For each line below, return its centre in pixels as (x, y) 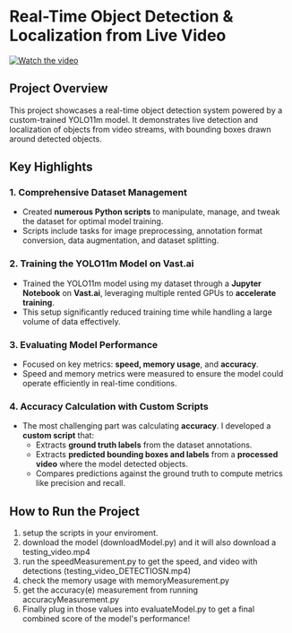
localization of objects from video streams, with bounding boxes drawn (140, 129)
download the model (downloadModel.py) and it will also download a (149, 542)
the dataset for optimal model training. (93, 221)
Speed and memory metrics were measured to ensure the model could (153, 374)
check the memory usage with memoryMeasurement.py (126, 581)
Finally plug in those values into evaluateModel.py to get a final (138, 609)
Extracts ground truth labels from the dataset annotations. (144, 445)
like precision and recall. (81, 483)
